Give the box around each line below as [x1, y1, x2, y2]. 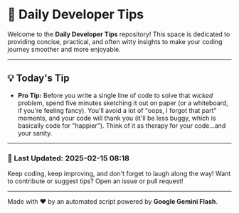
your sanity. [17, 129, 53, 137]
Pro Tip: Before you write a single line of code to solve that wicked [17, 91, 213, 99]
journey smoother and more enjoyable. [7, 45, 121, 53]
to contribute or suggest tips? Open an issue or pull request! [7, 177, 184, 185]
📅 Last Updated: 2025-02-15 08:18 [7, 153, 130, 163]
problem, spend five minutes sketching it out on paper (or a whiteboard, [17, 99, 229, 107]
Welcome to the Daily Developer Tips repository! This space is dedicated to [7, 30, 230, 38]
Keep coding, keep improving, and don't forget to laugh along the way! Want [7, 170, 231, 178]
